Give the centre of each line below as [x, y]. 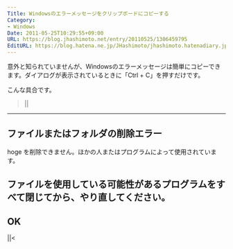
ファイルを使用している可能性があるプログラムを [112, 184]
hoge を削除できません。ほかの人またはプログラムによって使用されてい [109, 152]
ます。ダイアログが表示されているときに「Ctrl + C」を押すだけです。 [106, 75]
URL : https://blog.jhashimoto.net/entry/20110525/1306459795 [97, 40]
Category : [21, 20]
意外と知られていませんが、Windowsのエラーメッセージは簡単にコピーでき [114, 66]
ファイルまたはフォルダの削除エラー [85, 134]
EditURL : [20, 46]
